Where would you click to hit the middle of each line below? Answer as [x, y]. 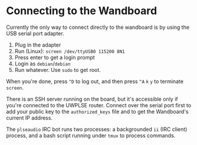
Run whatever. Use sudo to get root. [58, 70]
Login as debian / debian [42, 64]
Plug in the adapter [38, 45]
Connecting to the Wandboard [82, 11]
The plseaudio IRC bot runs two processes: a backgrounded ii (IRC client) [97, 129]
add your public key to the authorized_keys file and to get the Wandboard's [97, 111]
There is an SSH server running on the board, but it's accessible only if [92, 99]
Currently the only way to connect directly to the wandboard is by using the [98, 27]
